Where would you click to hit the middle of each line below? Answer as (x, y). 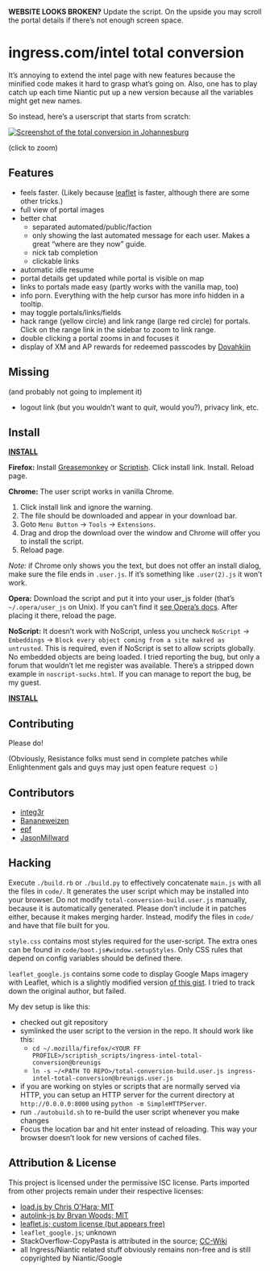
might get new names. (45, 101)
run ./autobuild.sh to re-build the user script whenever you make (130, 1111)
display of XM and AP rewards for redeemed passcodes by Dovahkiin (135, 347)
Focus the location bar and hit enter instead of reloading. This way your (139, 1129)
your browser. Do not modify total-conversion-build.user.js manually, (128, 899)
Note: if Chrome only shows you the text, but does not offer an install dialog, (135, 566)
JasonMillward (44, 838)
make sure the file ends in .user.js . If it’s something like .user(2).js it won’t (135, 574)
